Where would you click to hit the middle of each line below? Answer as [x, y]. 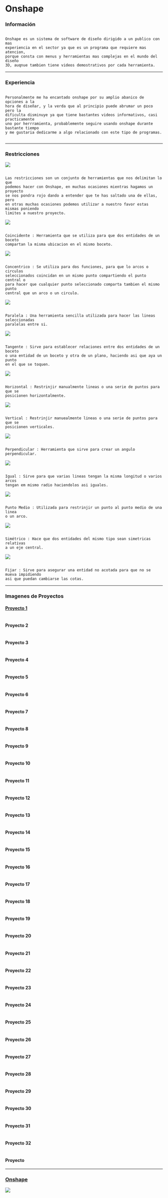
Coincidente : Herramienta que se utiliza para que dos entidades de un [82, 236]
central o [15, 280]
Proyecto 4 [17, 660]
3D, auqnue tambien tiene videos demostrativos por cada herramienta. [80, 66]
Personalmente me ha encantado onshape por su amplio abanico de [74, 97]
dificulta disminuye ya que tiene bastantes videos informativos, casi [81, 115]
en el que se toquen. [28, 365]
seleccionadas [20, 320]
